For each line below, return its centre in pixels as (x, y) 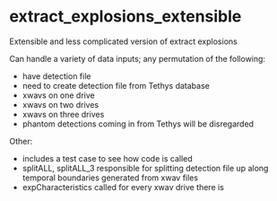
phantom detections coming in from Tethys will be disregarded (138, 124)
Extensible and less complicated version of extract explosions (123, 41)
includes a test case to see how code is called (107, 158)
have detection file (56, 76)
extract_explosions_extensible (126, 17)
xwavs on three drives (63, 114)
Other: (21, 141)
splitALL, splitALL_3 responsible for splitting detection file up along (145, 168)
